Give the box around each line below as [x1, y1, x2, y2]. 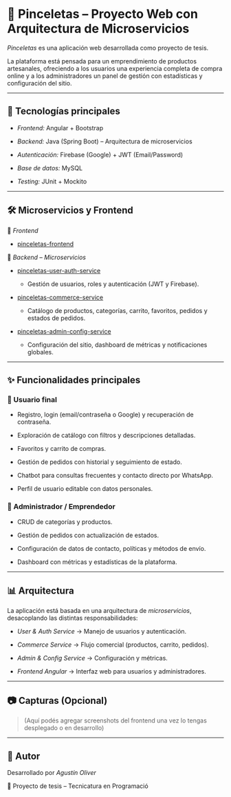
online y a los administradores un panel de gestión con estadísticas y [7, 72, 203, 80]
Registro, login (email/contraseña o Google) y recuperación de [16, 410, 194, 419]
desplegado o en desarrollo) [23, 724, 104, 732]
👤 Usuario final [7, 394, 57, 404]
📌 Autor [7, 750, 41, 762]
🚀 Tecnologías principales [7, 105, 120, 117]
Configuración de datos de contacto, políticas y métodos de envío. [16, 544, 206, 552]
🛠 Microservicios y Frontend [7, 205, 134, 216]
